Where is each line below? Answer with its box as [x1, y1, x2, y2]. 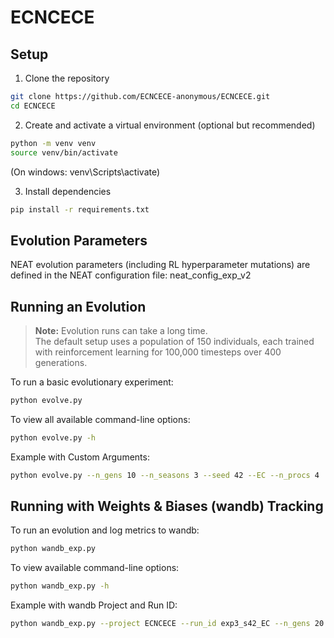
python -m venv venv [10, 138, 97, 148]
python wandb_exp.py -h [10, 581, 110, 591]
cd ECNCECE [10, 101, 56, 111]
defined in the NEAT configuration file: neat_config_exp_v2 [10, 269, 252, 281]
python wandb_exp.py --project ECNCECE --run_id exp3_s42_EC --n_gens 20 [10, 619, 325, 629]
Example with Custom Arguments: [10, 451, 150, 463]
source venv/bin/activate [10, 147, 118, 158]
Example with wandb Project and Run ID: [10, 599, 178, 611]
